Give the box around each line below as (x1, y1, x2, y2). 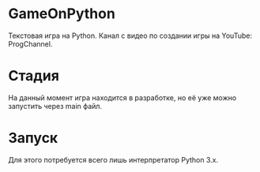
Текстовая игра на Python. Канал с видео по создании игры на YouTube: (8, 31, 253, 40)
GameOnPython (8, 5, 116, 23)
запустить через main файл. (8, 101, 103, 110)
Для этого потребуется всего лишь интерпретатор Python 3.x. (8, 155, 219, 164)
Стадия (8, 67, 59, 85)
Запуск (8, 129, 58, 147)
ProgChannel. (8, 39, 53, 48)
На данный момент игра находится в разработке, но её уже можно (8, 92, 237, 103)
